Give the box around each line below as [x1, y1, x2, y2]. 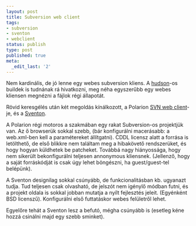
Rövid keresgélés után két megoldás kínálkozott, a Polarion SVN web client [6, 104, 187, 111]
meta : [6, 58, 19, 64]
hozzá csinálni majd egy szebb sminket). [6, 213, 105, 220]
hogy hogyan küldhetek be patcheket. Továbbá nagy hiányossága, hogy [6, 146, 181, 153]
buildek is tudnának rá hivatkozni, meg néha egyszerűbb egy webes [6, 86, 171, 93]
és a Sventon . [13, 110, 46, 117]
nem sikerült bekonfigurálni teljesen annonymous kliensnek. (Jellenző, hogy [6, 153, 190, 160]
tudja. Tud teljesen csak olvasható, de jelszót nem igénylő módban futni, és [6, 183, 188, 190]
